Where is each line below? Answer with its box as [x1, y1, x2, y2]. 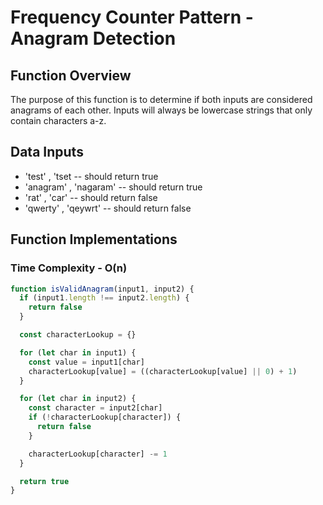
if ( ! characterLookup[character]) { [28, 412, 182, 423]
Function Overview [10, 67, 132, 84]
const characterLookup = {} [19, 330, 137, 340]
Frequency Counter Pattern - [10, 6, 254, 29]
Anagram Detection [10, 27, 177, 50]
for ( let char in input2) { [19, 394, 137, 404]
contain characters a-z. [10, 115, 107, 126]
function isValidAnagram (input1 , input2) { [10, 284, 195, 294]
